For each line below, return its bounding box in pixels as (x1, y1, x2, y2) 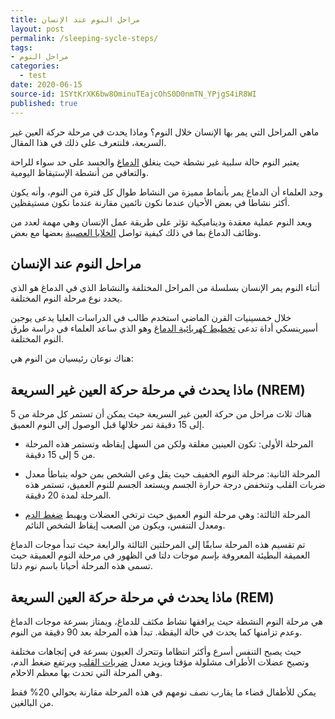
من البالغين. (10, 696, 54, 708)
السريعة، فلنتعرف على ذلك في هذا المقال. (10, 136, 167, 148)
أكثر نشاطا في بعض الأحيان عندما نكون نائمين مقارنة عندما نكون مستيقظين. (10, 196, 290, 208)
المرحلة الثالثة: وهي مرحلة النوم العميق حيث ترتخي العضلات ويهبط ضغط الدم (24, 509, 311, 521)
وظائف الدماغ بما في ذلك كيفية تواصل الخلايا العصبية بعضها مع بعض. (10, 226, 262, 238)
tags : (10, 42, 33, 53)
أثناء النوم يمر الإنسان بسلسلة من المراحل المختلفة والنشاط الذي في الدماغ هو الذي (10, 282, 320, 294)
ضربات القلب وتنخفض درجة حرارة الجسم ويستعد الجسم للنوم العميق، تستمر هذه (24, 479, 326, 491)
